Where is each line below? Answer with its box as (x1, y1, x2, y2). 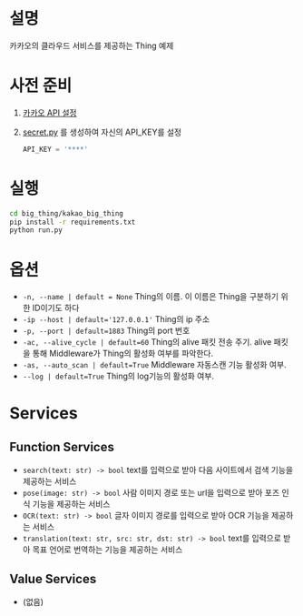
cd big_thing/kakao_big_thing (9, 208, 124, 218)
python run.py (9, 226, 64, 235)
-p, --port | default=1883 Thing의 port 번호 (22, 325, 191, 337)
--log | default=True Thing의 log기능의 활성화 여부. (22, 370, 215, 382)
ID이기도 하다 (32, 302, 80, 314)
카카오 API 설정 (22, 106, 77, 118)
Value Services (9, 571, 97, 587)
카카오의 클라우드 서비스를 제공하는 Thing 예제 (9, 40, 174, 51)
